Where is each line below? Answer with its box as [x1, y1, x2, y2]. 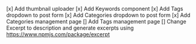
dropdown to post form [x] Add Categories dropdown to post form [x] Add [6, 11, 191, 19]
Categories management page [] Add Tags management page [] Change [6, 18, 187, 25]
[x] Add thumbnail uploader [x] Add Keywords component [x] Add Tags [6, 5, 183, 12]
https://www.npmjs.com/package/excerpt [6, 31, 110, 38]
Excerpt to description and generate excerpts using [6, 24, 134, 31]
